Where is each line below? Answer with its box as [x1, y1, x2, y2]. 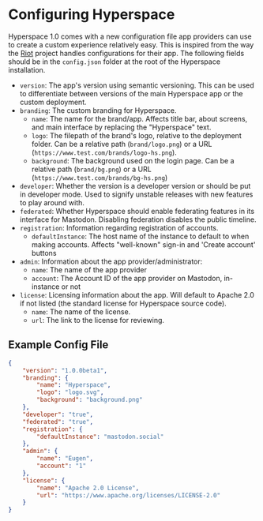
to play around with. [19, 197, 85, 207]
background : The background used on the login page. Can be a [31, 156, 235, 165]
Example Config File [8, 338, 109, 352]
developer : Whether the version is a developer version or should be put [19, 181, 251, 190]
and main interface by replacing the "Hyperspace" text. [31, 122, 212, 132]
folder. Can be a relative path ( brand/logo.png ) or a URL [31, 139, 212, 148]
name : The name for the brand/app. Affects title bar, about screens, [31, 114, 248, 123]
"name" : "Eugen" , [36, 455, 93, 463]
